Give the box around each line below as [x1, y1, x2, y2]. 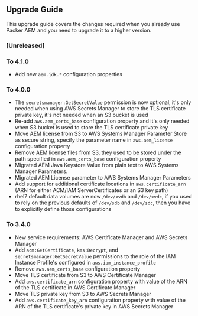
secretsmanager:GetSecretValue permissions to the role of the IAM [14, 252, 176, 259]
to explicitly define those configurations [14, 206, 112, 213]
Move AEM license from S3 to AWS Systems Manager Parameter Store [14, 130, 187, 138]
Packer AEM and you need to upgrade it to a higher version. [6, 27, 152, 34]
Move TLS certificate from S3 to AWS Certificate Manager [14, 271, 157, 278]
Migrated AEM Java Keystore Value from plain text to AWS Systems [14, 162, 179, 169]
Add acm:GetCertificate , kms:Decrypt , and [14, 246, 118, 253]
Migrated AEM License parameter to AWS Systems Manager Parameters [14, 174, 191, 181]
